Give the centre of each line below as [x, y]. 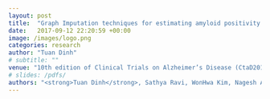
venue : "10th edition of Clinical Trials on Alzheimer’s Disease [120, 68]
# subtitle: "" [34, 61]
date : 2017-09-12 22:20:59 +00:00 [70, 30]
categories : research [45, 46]
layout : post [30, 16]
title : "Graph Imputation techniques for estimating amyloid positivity [135, 23]
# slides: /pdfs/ [37, 75]
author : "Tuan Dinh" [43, 53]
